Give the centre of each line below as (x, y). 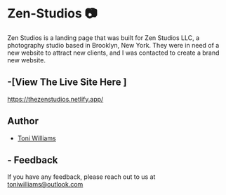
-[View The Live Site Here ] (67, 82)
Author (23, 121)
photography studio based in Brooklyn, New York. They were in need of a (113, 45)
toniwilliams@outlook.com (45, 184)
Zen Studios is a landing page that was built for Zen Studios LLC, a (104, 38)
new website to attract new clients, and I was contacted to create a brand (113, 53)
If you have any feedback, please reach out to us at (81, 177)
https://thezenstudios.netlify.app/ (55, 99)
